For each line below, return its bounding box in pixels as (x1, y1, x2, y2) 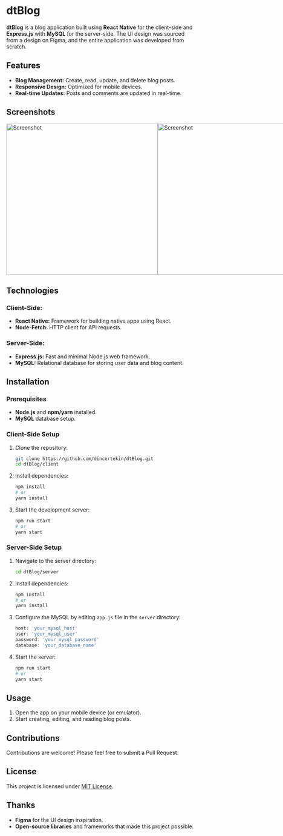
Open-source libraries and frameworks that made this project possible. (15, 823, 194, 830)
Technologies (6, 285, 59, 295)
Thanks (6, 800, 36, 811)
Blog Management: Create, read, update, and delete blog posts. (15, 76, 175, 84)
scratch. (6, 43, 27, 50)
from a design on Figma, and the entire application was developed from (6, 36, 184, 44)
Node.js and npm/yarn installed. (15, 409, 97, 416)
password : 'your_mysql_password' (15, 637, 100, 643)
